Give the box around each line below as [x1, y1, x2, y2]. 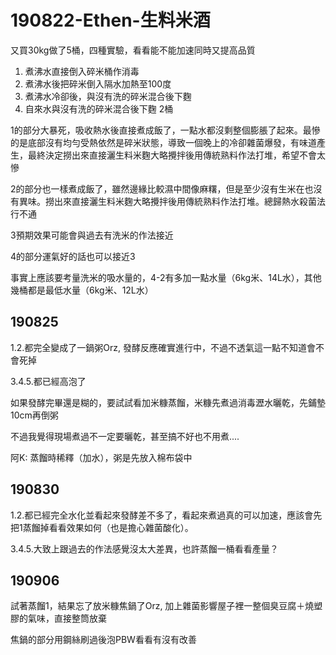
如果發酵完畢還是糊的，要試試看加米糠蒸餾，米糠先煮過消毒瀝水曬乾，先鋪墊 [10, 396, 326, 408]
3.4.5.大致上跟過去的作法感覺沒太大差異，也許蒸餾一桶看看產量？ [10, 542, 279, 555]
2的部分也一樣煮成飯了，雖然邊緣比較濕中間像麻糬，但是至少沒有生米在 [10, 182, 305, 195]
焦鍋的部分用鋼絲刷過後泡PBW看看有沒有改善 [10, 634, 197, 646]
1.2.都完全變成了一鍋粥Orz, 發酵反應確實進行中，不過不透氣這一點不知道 [10, 341, 307, 353]
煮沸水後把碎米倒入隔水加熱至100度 [24, 77, 172, 90]
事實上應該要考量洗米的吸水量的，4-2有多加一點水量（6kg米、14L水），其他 [10, 271, 322, 283]
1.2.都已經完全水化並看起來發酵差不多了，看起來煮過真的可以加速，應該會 [10, 509, 314, 521]
